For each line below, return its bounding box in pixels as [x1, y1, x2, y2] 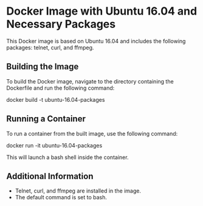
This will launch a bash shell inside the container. [6, 154, 129, 161]
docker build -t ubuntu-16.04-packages [6, 96, 105, 103]
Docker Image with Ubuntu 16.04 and [6, 4, 198, 18]
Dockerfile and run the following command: [6, 84, 115, 91]
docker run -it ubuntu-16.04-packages [6, 141, 103, 149]
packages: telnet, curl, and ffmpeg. [6, 44, 94, 51]
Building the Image [6, 62, 79, 72]
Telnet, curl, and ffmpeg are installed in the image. [15, 187, 142, 194]
